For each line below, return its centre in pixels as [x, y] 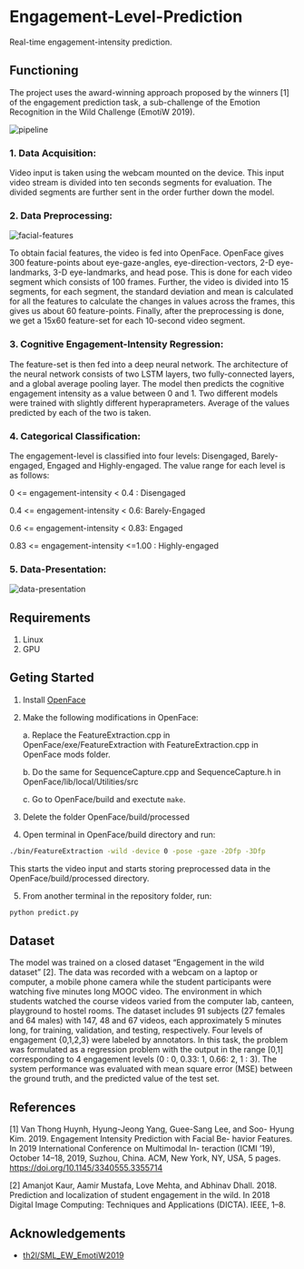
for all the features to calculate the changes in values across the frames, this [152, 301]
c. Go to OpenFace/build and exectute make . [104, 799]
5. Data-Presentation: [58, 569]
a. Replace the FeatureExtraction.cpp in [96, 735]
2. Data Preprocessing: [61, 216]
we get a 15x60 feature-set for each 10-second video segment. [127, 321]
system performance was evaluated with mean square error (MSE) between [151, 1069]
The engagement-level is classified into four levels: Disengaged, [129, 456]
